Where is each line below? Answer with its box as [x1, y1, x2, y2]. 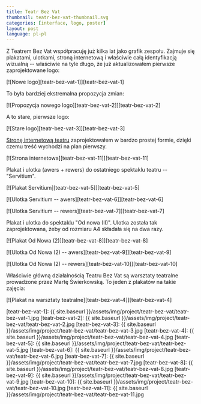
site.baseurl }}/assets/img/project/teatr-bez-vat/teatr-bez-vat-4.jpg [6, 334, 173, 341]
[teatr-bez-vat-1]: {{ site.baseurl [6, 308, 85, 315]
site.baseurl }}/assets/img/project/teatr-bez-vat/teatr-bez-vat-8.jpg [6, 366, 173, 373]
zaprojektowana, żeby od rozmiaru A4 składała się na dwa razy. [6, 226, 164, 233]
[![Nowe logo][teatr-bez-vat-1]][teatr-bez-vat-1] [6, 79, 124, 86]
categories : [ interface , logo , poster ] [6, 20, 106, 26]
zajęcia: [6, 285, 26, 292]
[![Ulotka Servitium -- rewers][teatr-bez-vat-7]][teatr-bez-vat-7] [6, 208, 165, 215]
